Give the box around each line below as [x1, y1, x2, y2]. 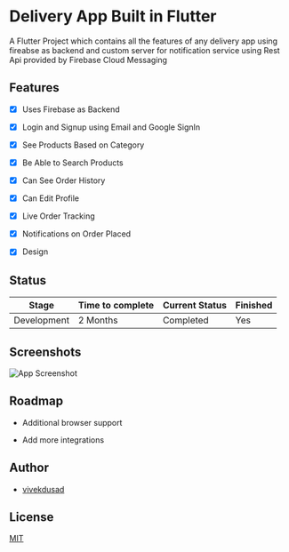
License [9, 509, 54, 524]
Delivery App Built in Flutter [9, 6, 217, 27]
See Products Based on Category [21, 140, 145, 150]
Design [21, 246, 49, 257]
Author [9, 460, 49, 476]
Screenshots [9, 344, 82, 359]
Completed [163, 314, 209, 326]
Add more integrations [21, 434, 105, 445]
